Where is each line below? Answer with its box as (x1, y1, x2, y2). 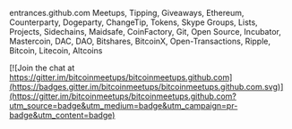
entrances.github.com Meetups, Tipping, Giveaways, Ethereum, (9, 8, 245, 18)
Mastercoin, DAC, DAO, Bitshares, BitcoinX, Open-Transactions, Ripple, (9, 36, 271, 46)
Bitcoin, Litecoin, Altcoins (9, 45, 103, 56)
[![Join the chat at (9, 62, 75, 73)
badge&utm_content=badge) (9, 110, 116, 120)
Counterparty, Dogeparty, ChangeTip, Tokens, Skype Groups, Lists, (9, 17, 258, 28)
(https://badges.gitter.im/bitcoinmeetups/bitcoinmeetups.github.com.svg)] (9, 82, 284, 92)
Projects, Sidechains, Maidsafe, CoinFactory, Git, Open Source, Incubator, (9, 27, 282, 36)
